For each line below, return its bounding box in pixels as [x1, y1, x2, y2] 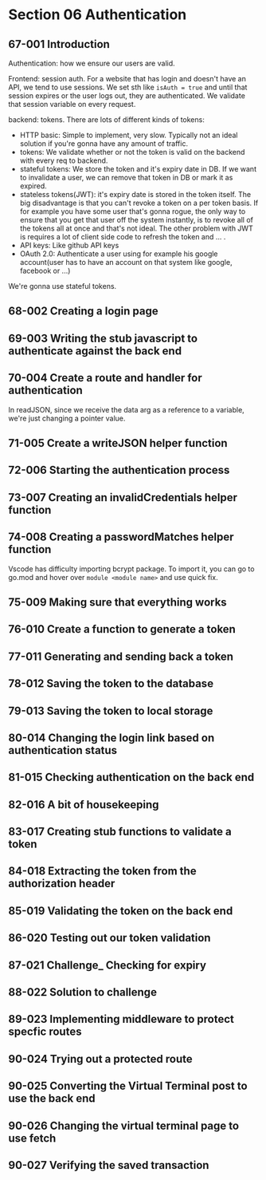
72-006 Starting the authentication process [8, 464, 230, 477]
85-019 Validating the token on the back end [8, 904, 233, 918]
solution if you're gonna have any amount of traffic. [19, 139, 189, 148]
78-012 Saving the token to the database [8, 677, 213, 691]
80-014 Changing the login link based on [8, 731, 215, 744]
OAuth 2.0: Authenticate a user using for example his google [19, 249, 218, 258]
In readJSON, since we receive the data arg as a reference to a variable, [8, 405, 244, 414]
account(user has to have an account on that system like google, [19, 258, 233, 266]
